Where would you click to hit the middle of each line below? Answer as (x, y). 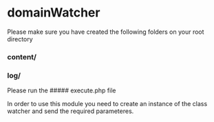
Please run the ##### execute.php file (62, 90)
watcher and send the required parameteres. (71, 111)
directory (20, 39)
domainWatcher (54, 13)
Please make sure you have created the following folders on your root (106, 32)
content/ (22, 57)
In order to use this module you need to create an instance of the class (107, 104)
